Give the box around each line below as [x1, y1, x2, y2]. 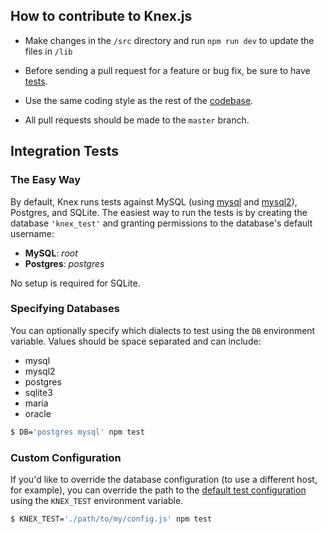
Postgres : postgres [24, 257, 105, 269]
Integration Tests [10, 143, 119, 160]
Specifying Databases [10, 302, 120, 316]
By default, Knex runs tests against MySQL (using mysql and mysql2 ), [10, 195, 298, 208]
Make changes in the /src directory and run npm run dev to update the [24, 34, 315, 46]
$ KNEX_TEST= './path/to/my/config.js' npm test [10, 514, 213, 524]
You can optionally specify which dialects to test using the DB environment [10, 324, 316, 336]
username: [10, 227, 55, 239]
